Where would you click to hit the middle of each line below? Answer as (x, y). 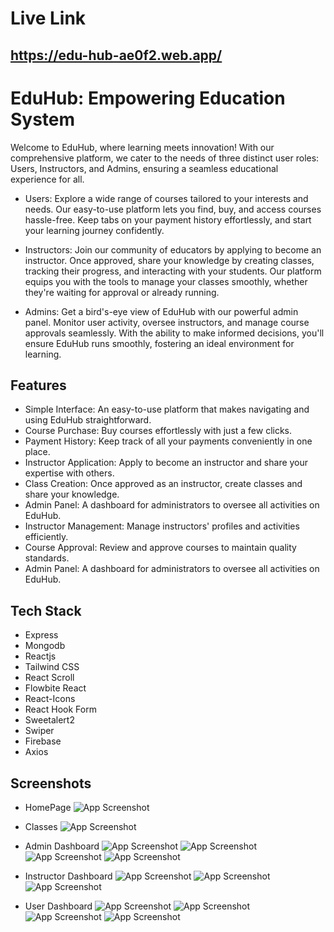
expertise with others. (69, 473)
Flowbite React (55, 688)
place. (37, 452)
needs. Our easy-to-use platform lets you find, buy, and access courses (173, 209)
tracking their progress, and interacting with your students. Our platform (173, 271)
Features (38, 385)
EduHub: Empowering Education (148, 98)
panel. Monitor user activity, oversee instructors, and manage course (167, 322)
